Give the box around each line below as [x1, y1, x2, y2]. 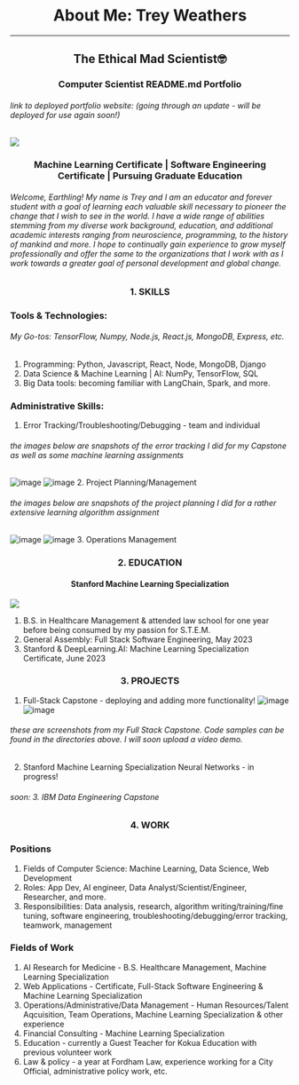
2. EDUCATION [117, 557, 183, 569]
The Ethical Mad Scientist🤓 [73, 51, 227, 67]
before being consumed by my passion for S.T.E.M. [22, 624, 211, 635]
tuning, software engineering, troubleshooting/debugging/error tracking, [22, 910, 288, 921]
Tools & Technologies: [10, 309, 108, 321]
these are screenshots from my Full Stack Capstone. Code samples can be [10, 725, 285, 735]
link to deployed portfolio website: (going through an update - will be [10, 99, 262, 111]
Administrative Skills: [10, 400, 105, 412]
